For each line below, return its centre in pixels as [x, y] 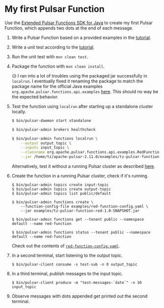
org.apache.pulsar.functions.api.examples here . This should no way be [85, 91]
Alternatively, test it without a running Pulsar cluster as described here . [83, 166]
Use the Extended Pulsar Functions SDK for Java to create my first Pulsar [79, 23]
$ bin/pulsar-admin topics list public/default [61, 193]
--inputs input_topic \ [45, 148]
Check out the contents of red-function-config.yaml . [66, 246]
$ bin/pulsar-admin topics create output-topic [61, 189]
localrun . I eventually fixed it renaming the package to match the [77, 81]
